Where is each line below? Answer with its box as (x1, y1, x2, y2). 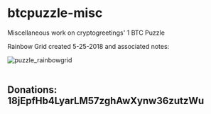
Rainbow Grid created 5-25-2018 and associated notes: (7, 42, 170, 50)
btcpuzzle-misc (7, 5, 103, 21)
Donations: (7, 84, 58, 96)
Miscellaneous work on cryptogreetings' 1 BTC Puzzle (7, 28, 166, 37)
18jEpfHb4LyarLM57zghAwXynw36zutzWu (7, 95, 205, 107)
